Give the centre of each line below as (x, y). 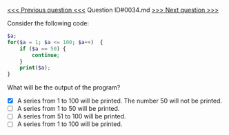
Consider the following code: (48, 23)
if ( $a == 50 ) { (43, 49)
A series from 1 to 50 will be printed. (68, 109)
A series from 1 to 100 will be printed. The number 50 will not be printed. (120, 101)
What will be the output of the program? (64, 87)
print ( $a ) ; (35, 68)
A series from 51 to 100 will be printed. (71, 116)
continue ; (46, 55)
